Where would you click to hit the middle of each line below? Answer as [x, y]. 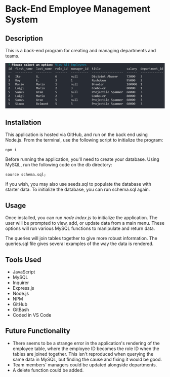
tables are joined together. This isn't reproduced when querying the [83, 354]
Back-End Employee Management [78, 9]
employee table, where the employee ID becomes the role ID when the [86, 349]
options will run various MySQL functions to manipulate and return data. [80, 228]
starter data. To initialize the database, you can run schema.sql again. [78, 190]
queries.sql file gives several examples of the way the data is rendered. [79, 244]
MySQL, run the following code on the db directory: [59, 165]
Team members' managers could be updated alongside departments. [85, 365]
